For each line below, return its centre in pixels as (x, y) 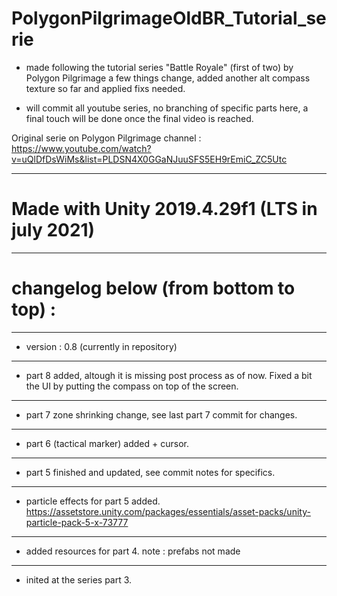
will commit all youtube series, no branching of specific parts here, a (167, 108)
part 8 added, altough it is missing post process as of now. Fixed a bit (169, 375)
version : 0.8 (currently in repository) (101, 346)
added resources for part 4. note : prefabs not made (133, 551)
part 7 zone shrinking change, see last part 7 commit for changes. (161, 414)
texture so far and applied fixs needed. (105, 88)
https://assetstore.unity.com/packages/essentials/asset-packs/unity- (168, 511)
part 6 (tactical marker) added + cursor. (107, 443)
